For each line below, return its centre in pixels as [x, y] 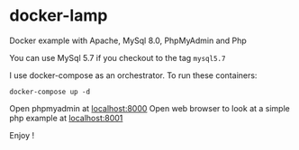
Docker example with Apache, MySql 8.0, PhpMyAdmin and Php [128, 40]
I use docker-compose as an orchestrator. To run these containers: [133, 75]
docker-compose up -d [50, 92]
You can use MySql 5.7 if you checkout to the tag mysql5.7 [118, 57]
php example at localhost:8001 [66, 118]
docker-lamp [59, 16]
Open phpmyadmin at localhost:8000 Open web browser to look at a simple [149, 108]
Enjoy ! [22, 135]
